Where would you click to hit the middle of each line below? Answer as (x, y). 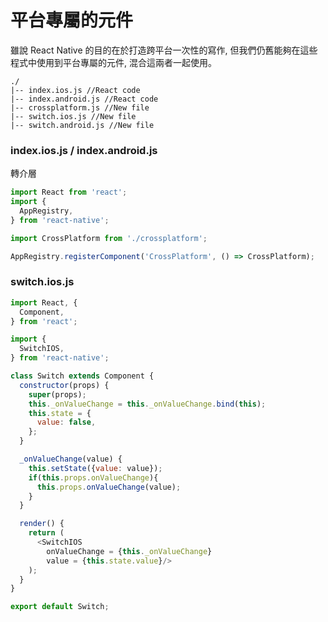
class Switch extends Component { (82, 376)
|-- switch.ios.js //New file (73, 116)
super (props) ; (57, 394)
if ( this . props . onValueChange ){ (93, 477)
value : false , (66, 422)
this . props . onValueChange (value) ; (109, 487)
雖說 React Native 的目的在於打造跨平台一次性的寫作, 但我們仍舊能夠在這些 (164, 50)
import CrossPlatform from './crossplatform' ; (109, 238)
